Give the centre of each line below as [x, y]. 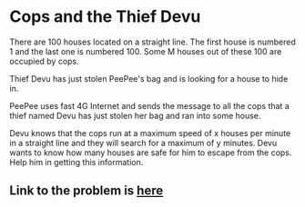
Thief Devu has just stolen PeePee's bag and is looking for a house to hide [149, 78]
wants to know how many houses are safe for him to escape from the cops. [151, 153]
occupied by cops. [44, 61]
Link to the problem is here [86, 191]
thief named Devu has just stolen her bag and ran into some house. [135, 115]
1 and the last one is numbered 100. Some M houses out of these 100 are [146, 51]
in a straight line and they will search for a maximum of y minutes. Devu [143, 143]
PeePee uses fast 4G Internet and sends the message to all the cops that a [149, 105]
